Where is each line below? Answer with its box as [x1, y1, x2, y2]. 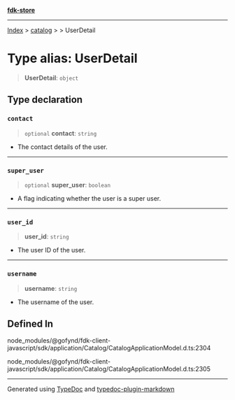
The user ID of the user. [17, 246, 86, 255]
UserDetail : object [24, 73, 79, 82]
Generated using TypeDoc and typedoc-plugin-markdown [7, 385, 175, 394]
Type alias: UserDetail [7, 50, 138, 66]
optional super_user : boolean [24, 180, 111, 189]
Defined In [7, 317, 54, 329]
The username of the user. [17, 297, 94, 306]
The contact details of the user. [17, 143, 108, 151]
